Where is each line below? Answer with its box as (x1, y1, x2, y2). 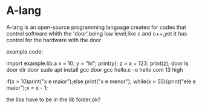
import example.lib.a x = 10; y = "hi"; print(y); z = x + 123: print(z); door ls (6, 60, 189, 67)
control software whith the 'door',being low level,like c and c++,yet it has (6, 30, 187, 37)
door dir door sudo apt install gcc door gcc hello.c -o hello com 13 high (6, 66, 183, 73)
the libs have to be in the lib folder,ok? (6, 96, 101, 103)
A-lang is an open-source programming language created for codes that (6, 23, 186, 31)
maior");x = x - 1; (6, 84, 48, 91)
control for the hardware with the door (6, 36, 102, 43)
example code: (6, 48, 44, 55)
